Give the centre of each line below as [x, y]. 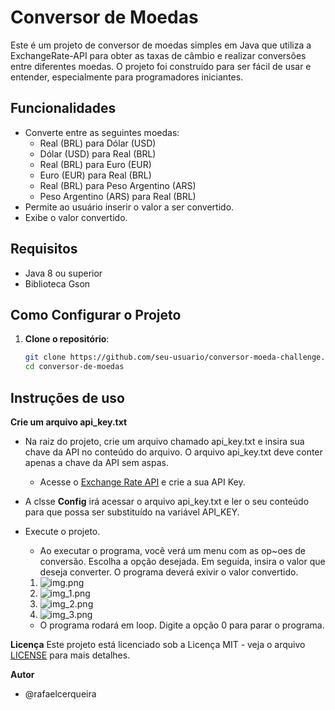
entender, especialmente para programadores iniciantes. [127, 77]
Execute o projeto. [62, 531]
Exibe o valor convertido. [76, 217]
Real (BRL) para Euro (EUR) [95, 164]
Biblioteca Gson [57, 283]
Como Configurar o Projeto [96, 314]
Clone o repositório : [67, 339]
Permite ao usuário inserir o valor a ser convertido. [129, 207]
